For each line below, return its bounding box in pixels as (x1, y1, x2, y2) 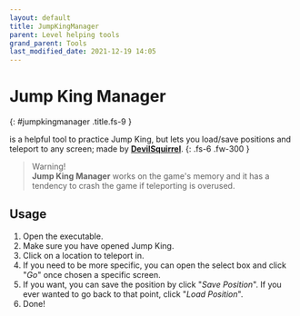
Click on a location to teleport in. (22, 250, 145, 261)
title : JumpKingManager (9, 22, 100, 31)
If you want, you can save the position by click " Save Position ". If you (22, 279, 282, 290)
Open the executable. (22, 231, 104, 242)
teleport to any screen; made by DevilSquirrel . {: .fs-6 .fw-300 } (9, 143, 250, 154)
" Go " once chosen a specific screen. (22, 269, 161, 280)
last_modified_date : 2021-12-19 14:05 (9, 47, 156, 56)
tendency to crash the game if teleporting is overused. (31, 181, 235, 192)
